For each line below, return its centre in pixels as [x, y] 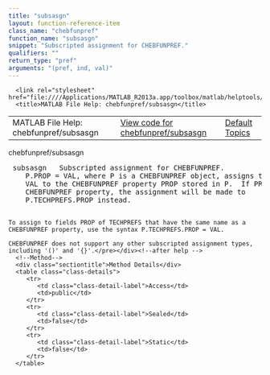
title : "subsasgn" [39, 16]
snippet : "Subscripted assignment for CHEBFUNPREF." [98, 46]
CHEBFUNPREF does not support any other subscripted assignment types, [131, 243]
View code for [147, 122]
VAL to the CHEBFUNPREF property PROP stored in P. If [138, 183]
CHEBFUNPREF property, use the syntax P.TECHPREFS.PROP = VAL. [117, 229]
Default [239, 122]
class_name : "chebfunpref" [53, 31]
